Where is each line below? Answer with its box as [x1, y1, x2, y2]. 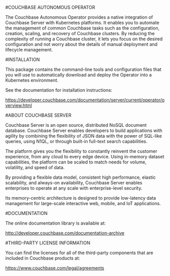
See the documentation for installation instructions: [5, 87, 112, 93]
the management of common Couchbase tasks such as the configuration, [5, 25, 160, 31]
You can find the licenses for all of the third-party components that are [5, 250, 154, 256]
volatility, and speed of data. [5, 164, 65, 170]
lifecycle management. [5, 47, 53, 52]
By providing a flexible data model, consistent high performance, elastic [5, 174, 156, 180]
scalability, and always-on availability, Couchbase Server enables [5, 180, 143, 185]
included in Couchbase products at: [5, 255, 80, 261]
